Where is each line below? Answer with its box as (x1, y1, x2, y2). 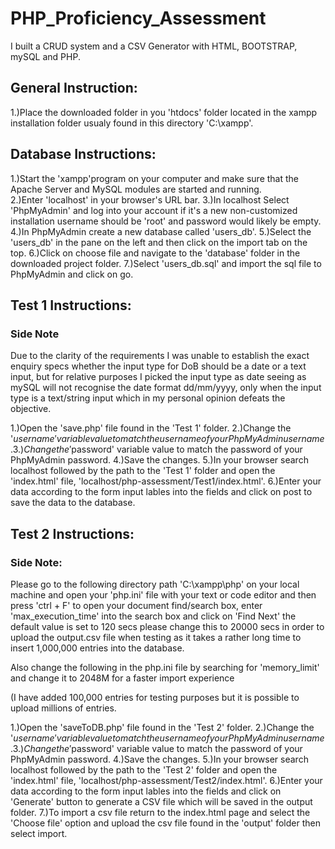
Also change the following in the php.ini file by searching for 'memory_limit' (10, 661, 320, 673)
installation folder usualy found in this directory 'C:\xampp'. (10, 117, 254, 129)
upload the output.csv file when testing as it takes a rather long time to (10, 631, 302, 643)
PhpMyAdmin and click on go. (10, 268, 134, 280)
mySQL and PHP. (10, 50, 81, 62)
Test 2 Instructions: (10, 525, 135, 542)
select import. (10, 827, 68, 839)
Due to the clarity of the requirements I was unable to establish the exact (10, 350, 310, 362)
